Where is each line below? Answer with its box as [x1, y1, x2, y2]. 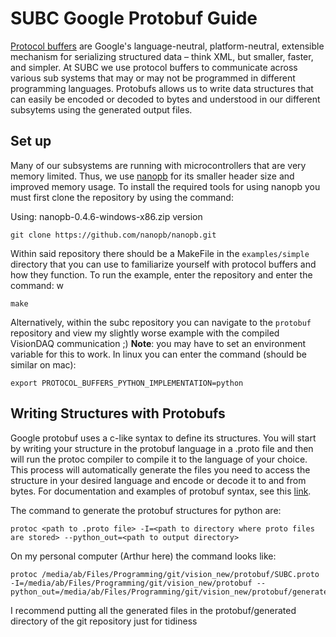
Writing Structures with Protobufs [10, 405, 226, 422]
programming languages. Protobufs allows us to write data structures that [10, 82, 314, 94]
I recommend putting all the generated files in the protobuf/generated [10, 604, 297, 616]
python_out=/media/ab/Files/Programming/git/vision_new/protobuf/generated [10, 587, 333, 597]
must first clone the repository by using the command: [10, 191, 234, 203]
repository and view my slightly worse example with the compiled [10, 327, 280, 339]
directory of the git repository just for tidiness [10, 615, 198, 627]
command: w [10, 279, 65, 291]
